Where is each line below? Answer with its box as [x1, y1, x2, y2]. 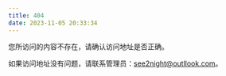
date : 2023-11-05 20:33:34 [8, 19, 98, 27]
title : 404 [8, 11, 45, 20]
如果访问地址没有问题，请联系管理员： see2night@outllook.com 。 [8, 59, 223, 68]
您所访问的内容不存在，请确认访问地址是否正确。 [8, 41, 169, 51]
